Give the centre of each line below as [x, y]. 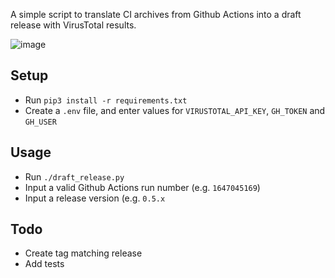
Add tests [44, 264]
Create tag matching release [83, 253]
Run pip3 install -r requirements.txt [106, 100]
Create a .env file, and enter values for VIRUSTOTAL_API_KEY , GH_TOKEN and [175, 110]
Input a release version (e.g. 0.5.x [95, 198]
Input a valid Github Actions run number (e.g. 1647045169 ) [142, 187]
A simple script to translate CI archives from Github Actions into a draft [156, 14]
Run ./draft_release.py [74, 176]
